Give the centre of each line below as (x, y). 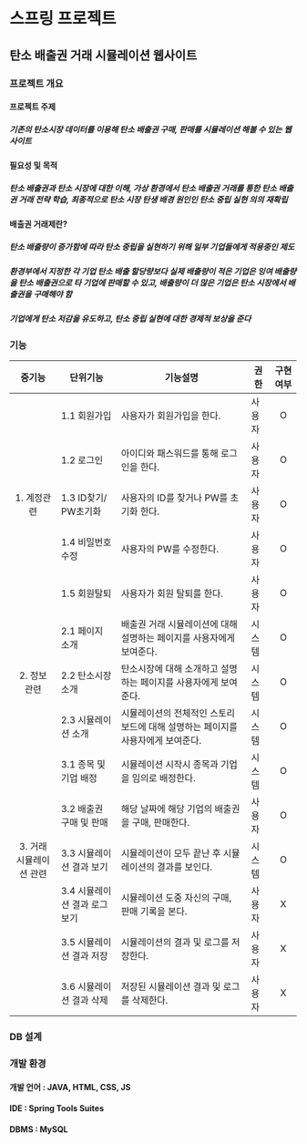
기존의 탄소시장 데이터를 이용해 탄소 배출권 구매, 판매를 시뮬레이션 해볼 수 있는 (146, 129)
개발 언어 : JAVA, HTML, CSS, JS (70, 1087)
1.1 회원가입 (86, 416)
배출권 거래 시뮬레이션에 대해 (179, 624)
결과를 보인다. (184, 867)
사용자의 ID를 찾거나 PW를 (174, 498)
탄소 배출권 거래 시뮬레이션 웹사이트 (103, 55)
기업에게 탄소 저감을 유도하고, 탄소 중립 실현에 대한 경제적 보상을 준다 (130, 319)
